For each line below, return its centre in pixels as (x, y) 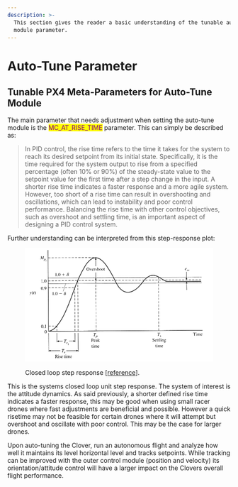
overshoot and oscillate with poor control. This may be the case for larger (114, 424)
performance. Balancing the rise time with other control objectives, (122, 209)
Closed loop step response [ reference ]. (83, 373)
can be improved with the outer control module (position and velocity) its (113, 461)
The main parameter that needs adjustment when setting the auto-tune (111, 120)
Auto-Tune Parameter (72, 66)
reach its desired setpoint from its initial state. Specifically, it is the (121, 157)
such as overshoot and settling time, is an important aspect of (115, 217)
